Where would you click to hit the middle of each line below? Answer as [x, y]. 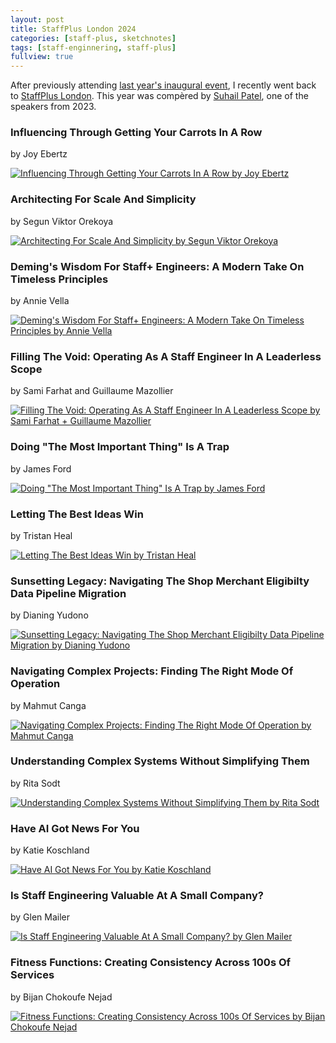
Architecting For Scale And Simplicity [103, 199]
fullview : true [42, 57]
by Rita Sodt [35, 783]
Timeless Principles [59, 279]
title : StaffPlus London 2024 [73, 29]
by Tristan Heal [41, 535]
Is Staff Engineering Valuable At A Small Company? [137, 896]
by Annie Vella [40, 301]
